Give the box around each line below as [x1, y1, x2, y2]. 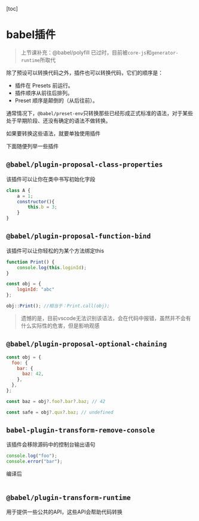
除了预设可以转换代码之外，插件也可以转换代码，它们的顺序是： [6, 69, 163, 76]
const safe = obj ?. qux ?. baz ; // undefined [6, 409, 114, 415]
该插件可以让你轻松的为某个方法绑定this [6, 247, 105, 254]
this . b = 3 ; [27, 204, 58, 210]
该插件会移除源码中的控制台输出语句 [6, 441, 96, 448]
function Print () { [6, 259, 55, 265]
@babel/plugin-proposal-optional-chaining [6, 340, 167, 348]
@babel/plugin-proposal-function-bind [6, 232, 151, 240]
